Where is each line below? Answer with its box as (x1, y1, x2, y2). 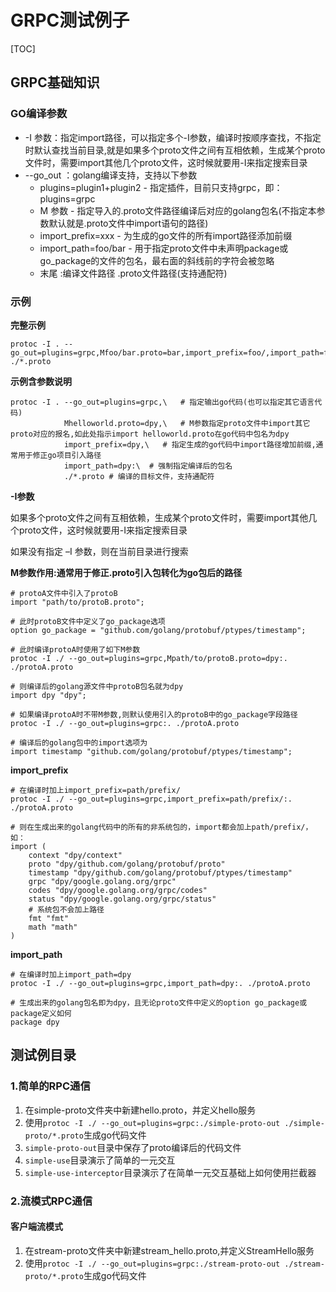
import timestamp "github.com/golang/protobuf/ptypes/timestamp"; (10, 746, 293, 756)
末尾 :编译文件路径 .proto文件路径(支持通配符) (39, 267, 228, 279)
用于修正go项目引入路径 (17, 450, 102, 460)
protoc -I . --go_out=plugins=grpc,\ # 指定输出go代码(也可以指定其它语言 (10, 397, 315, 407)
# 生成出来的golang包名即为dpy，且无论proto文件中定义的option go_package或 (10, 997, 308, 1008)
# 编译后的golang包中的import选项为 (10, 737, 148, 748)
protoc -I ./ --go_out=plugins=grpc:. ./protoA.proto (10, 718, 240, 728)
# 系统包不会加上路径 (28, 904, 105, 915)
